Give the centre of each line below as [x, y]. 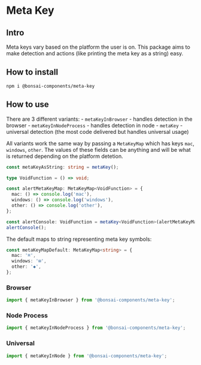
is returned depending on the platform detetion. [65, 156]
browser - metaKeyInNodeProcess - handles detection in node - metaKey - [95, 125]
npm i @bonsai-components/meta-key [51, 86]
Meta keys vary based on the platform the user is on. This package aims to [98, 47]
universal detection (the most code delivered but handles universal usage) [98, 131]
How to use [28, 105]
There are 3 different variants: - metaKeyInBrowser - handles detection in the [99, 119]
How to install [32, 72]
